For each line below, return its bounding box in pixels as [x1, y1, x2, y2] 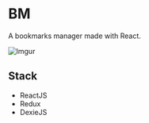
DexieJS [19, 107, 48, 117]
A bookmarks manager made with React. [8, 31, 141, 40]
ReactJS [19, 90, 48, 100]
